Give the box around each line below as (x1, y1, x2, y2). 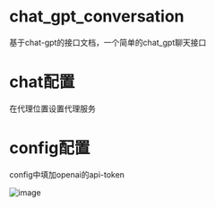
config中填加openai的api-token (9, 168, 125, 180)
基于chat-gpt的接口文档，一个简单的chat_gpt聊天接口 (9, 37, 207, 47)
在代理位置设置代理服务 (9, 103, 96, 114)
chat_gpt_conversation (9, 6, 185, 27)
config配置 (9, 138, 90, 159)
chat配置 (9, 72, 75, 92)
